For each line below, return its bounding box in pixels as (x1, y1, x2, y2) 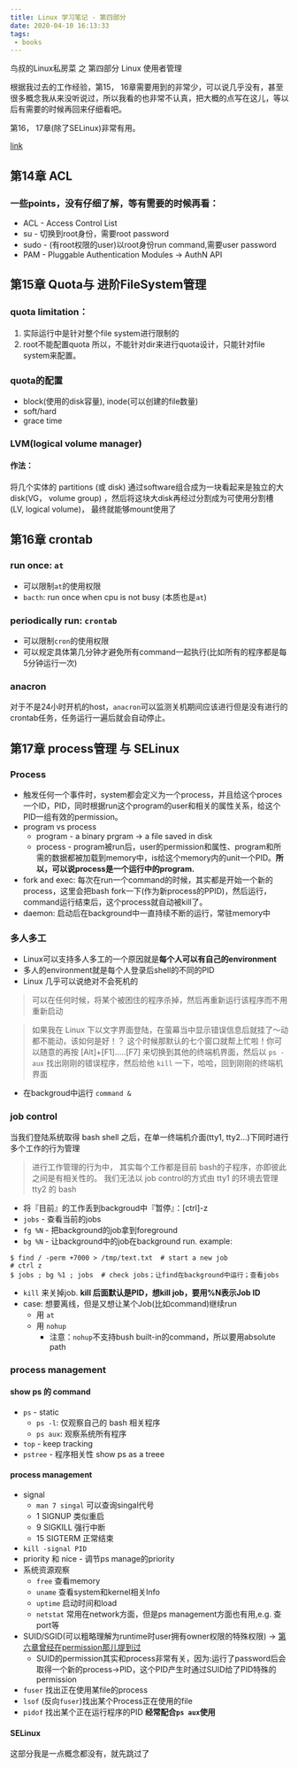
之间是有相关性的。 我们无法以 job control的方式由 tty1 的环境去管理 (31, 1172, 279, 1183)
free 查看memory (35, 1575, 101, 1586)
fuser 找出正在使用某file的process (22, 1684, 149, 1695)
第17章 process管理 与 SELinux (10, 741, 180, 756)
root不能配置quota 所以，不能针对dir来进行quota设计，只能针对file (22, 338, 266, 350)
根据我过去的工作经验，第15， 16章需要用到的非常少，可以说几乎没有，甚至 (10, 81, 284, 93)
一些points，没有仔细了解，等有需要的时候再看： (10, 197, 219, 209)
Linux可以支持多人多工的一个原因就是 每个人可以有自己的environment (22, 953, 277, 965)
